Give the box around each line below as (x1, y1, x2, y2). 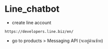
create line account (11, 20, 52, 25)
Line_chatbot (4, 3, 60, 15)
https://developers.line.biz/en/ (4, 29, 74, 34)
